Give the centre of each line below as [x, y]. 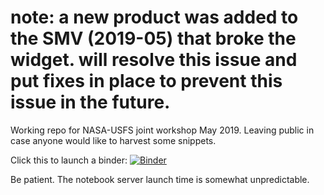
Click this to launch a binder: [69, 160]
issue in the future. [90, 102]
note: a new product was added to [154, 17]
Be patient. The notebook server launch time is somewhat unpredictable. [160, 179]
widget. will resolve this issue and [154, 60]
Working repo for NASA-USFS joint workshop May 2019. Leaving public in [162, 130]
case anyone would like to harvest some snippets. [113, 140]
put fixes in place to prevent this [146, 81]
